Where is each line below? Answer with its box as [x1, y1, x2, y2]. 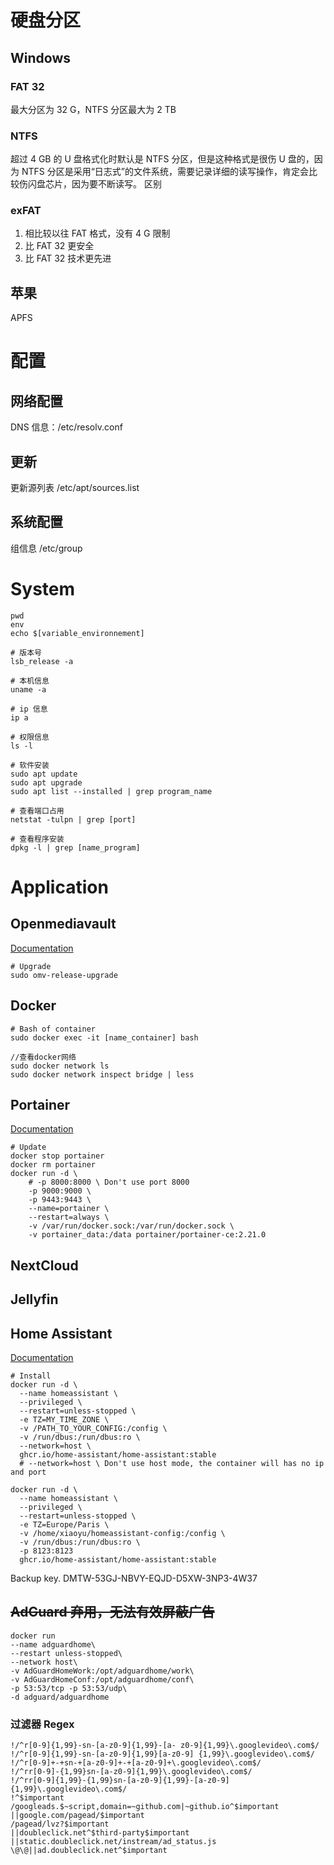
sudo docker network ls [10, 1061, 110, 1071]
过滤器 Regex [10, 1717, 75, 1731]
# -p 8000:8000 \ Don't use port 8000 [28, 1177, 190, 1188]
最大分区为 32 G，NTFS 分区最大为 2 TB [10, 103, 177, 115]
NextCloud [10, 1257, 79, 1274]
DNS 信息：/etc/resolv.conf [10, 421, 123, 433]
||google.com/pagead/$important [10, 1811, 145, 1821]
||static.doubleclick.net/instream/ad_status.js [10, 1837, 217, 1847]
